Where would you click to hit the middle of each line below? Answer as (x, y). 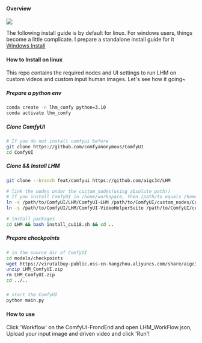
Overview (19, 8)
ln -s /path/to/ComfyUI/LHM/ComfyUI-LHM (58, 202)
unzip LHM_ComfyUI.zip (35, 269)
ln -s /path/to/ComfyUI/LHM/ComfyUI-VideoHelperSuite (75, 208)
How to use (20, 314)
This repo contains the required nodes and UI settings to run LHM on (91, 73)
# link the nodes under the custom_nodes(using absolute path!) (88, 191)
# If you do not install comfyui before (58, 141)
